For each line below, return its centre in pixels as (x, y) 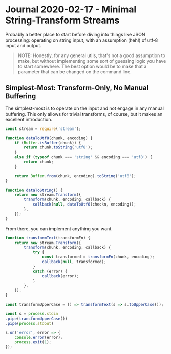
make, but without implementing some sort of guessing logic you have (92, 61)
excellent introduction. (29, 119)
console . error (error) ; (39, 338)
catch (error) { (50, 271)
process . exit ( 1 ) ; (33, 342)
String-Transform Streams (62, 20)
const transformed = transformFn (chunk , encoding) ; (98, 257)
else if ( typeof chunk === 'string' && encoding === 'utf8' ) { (83, 157)
